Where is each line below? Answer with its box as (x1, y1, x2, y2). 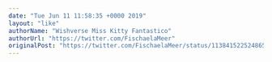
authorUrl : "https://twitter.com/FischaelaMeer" (8, 34, 176, 43)
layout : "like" (8, 19, 60, 27)
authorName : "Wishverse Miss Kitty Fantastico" (8, 27, 172, 35)
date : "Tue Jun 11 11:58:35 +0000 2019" (8, 11, 147, 20)
